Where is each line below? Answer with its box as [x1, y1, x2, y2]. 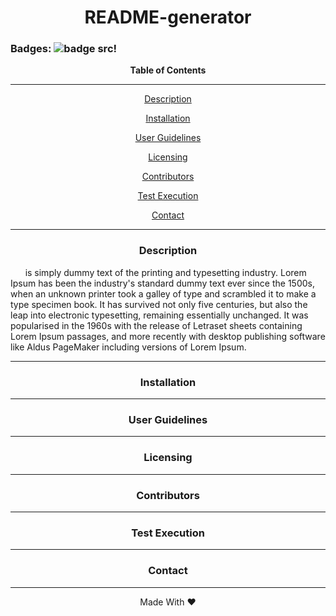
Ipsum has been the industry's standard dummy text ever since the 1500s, [10, 277, 315, 289]
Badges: [10, 42, 52, 56]
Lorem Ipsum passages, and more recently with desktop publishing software [10, 330, 326, 342]
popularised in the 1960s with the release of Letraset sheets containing [10, 319, 303, 331]
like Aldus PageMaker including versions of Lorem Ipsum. [10, 341, 247, 353]
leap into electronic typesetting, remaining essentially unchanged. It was [10, 309, 309, 321]
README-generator [84, 6, 252, 29]
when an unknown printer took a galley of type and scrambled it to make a [10, 287, 317, 300]
